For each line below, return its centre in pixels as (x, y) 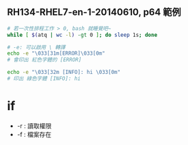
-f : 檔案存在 (34, 134)
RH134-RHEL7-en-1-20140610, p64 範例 (94, 12)
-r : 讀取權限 (34, 126)
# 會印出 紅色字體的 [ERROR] (44, 60)
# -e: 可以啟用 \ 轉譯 (36, 47)
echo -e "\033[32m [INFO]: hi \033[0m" (64, 72)
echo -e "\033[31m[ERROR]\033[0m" (56, 53)
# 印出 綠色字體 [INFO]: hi (44, 79)
